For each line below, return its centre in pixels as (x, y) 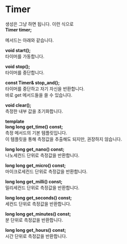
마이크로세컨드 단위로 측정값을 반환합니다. (46, 171)
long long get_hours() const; (36, 230)
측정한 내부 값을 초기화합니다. (34, 111)
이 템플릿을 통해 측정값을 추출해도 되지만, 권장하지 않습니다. (64, 139)
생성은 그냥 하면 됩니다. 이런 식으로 (40, 24)
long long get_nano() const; (35, 149)
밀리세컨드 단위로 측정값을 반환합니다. (42, 187)
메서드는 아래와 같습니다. (29, 40)
